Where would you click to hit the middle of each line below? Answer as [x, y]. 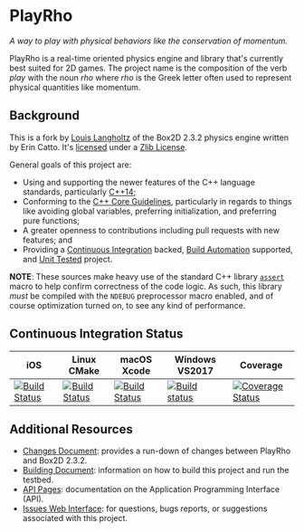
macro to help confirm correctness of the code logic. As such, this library [146, 286]
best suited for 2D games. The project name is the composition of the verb [148, 68]
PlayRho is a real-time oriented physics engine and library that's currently [146, 58]
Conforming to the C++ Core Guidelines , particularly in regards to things [157, 201]
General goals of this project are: [71, 165]
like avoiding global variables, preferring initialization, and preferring [150, 211]
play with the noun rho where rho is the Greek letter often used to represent [151, 77]
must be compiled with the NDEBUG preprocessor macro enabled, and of [142, 296]
